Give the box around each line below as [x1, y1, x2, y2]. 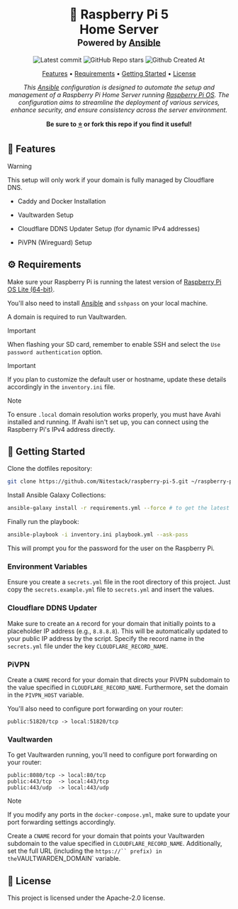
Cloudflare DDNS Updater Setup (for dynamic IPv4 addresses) [17, 224, 200, 233]
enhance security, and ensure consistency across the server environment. [10, 106, 228, 114]
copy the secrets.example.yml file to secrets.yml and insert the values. [7, 585, 215, 594]
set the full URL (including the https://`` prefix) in [7, 847, 162, 855]
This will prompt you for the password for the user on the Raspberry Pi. [7, 544, 215, 552]
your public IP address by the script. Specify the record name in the [7, 634, 205, 642]
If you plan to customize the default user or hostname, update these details [7, 375, 227, 384]
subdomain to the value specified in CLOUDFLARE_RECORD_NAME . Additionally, [7, 840, 222, 848]
